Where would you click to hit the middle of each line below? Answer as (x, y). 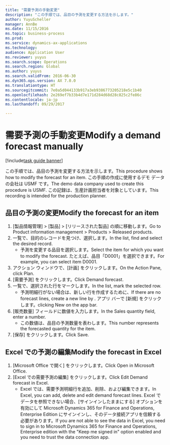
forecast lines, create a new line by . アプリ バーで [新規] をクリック (91, 298)
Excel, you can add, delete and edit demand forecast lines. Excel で (91, 395)
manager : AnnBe (21, 24)
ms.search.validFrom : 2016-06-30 (41, 76)
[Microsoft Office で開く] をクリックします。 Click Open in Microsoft (83, 365)
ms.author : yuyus (24, 72)
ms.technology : (21, 48)
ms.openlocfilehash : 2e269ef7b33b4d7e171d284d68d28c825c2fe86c (74, 95)
